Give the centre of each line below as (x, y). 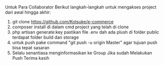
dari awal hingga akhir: (28, 12)
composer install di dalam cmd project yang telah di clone (70, 27)
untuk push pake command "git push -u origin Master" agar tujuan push (85, 43)
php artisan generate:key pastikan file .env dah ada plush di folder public (86, 32)
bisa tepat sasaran (31, 48)
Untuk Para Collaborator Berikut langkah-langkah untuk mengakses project (81, 7)
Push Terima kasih (31, 58)
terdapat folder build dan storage (46, 37)
